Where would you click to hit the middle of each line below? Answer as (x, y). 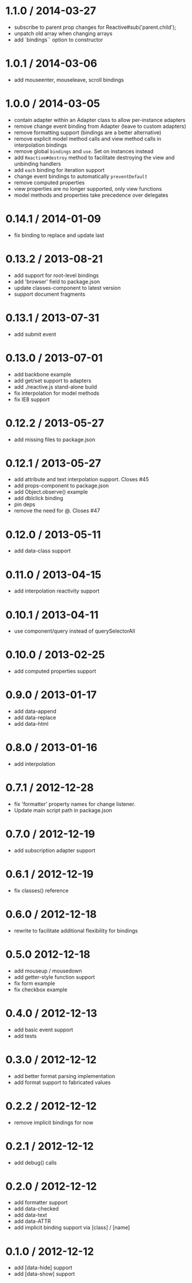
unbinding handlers (37, 164)
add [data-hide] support (43, 1268)
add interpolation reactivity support (57, 591)
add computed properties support (55, 671)
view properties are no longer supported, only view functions (88, 189)
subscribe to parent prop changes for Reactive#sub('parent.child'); (95, 27)
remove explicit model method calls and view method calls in (87, 138)
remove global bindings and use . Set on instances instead (84, 151)
